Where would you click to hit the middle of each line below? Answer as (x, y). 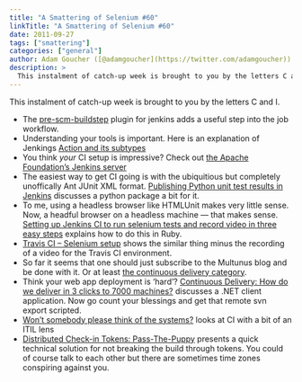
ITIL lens (38, 329)
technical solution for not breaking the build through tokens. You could (153, 348)
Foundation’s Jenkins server (75, 166)
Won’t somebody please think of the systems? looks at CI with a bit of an (157, 319)
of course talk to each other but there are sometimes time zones (141, 358)
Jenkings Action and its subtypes (84, 147)
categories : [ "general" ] (56, 51)
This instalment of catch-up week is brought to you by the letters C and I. (145, 102)
